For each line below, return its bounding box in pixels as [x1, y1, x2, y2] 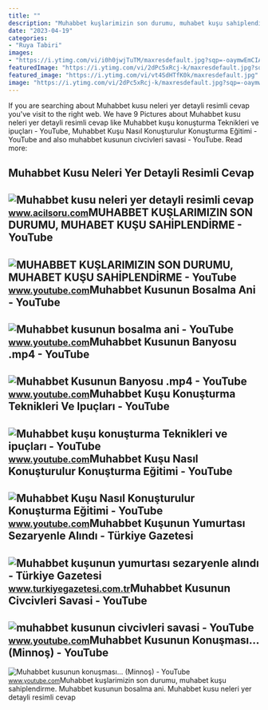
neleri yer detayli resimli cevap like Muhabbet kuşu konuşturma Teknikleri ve [8, 118, 259, 127]
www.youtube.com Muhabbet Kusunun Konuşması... [8, 633, 259, 648]
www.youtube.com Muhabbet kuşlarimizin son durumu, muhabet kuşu [8, 676, 227, 685]
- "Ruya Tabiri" [8, 42, 62, 50]
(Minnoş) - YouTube [8, 646, 109, 660]
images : [8, 49, 34, 57]
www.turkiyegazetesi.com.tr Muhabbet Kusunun [8, 581, 231, 595]
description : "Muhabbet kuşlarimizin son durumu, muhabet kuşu [8, 19, 223, 27]
